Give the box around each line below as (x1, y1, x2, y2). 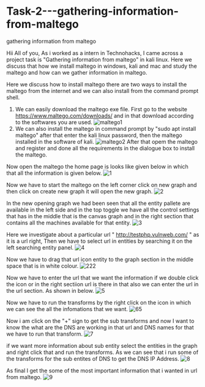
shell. (6, 94, 20, 101)
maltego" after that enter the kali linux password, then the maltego (15, 131, 182, 139)
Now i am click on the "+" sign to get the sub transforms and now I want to (6, 317, 195, 325)
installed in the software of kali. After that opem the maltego (15, 138, 198, 145)
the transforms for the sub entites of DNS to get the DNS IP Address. (6, 355, 179, 362)
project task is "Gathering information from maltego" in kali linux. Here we (6, 56, 193, 63)
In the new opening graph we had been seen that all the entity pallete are (6, 199, 191, 207)
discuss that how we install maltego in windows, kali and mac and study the (6, 62, 197, 70)
